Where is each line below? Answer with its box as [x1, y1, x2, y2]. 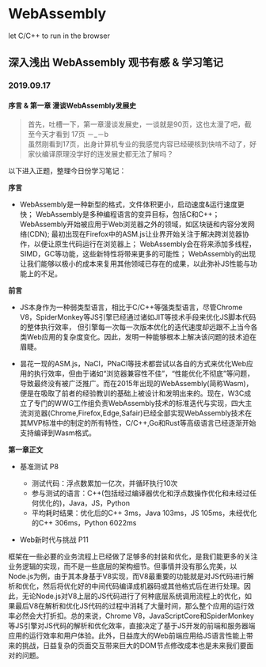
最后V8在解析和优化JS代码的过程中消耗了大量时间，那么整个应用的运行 [14, 601, 248, 611]
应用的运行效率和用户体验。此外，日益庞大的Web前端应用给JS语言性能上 [8, 631, 247, 641]
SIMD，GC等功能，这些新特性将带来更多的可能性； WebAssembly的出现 [19, 249, 256, 259]
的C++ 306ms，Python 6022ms [31, 518, 137, 528]
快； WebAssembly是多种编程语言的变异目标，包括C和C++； [19, 210, 220, 219]
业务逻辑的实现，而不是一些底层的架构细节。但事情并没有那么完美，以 [8, 562, 237, 571]
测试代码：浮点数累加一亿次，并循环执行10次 [31, 479, 178, 488]
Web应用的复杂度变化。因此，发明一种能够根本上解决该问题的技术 [26, 332, 243, 342]
